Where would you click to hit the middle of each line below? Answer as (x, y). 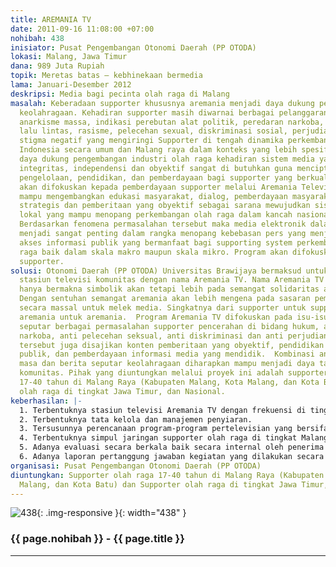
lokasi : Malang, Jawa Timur (69, 57)
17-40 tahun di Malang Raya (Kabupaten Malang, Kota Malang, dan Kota (169, 382)
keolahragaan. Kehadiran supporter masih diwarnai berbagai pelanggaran (174, 112)
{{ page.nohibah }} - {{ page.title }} (97, 539)
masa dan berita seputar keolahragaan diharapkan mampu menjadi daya (167, 364)
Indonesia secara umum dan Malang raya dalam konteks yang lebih (158, 150)
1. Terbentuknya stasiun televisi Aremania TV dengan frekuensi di (163, 410)
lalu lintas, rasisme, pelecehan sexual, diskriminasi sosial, (153, 131)
